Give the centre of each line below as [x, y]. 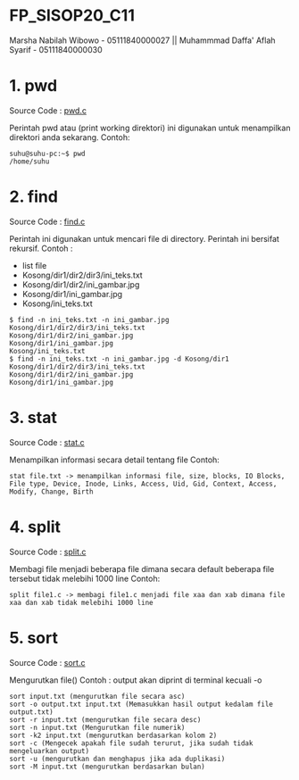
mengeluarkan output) [50, 751]
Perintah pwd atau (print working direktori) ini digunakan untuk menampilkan [150, 128]
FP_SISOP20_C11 [72, 16]
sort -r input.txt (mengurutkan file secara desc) [105, 719]
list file [34, 265]
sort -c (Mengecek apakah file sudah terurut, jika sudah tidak [131, 743]
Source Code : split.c [48, 552]
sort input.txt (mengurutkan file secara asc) [97, 696]
